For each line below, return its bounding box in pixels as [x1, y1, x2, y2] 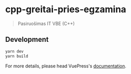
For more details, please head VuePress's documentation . [5, 63, 126, 69]
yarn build [5, 54, 28, 59]
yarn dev [5, 48, 24, 54]
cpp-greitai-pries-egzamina [5, 4, 126, 15]
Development [5, 35, 49, 44]
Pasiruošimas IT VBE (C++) [17, 20, 75, 27]
